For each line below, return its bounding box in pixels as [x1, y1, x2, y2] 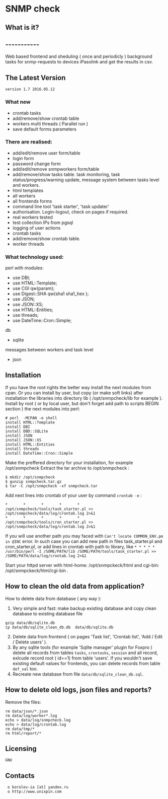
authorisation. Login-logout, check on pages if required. [12, 208, 129, 214]
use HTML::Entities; [12, 307, 54, 313]
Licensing [5, 744, 37, 753]
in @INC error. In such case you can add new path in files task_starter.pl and [5, 538, 162, 544]
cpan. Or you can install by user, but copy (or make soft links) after [5, 390, 143, 396]
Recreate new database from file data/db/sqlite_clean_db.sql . [12, 671, 144, 677]
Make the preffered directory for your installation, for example [5, 459, 133, 466]
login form [12, 155, 34, 161]
